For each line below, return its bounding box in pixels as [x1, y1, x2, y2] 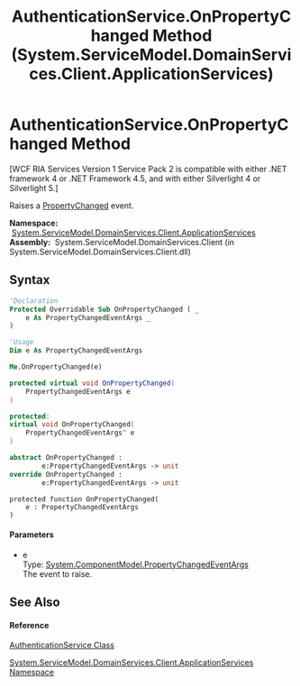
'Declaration [9, 296, 59, 306]
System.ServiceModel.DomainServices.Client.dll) [9, 246, 192, 257]
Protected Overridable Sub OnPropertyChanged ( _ [9, 305, 200, 314]
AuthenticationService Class [9, 640, 115, 651]
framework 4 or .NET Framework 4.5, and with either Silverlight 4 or [9, 173, 261, 184]
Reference [9, 619, 50, 630]
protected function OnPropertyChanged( [9, 494, 159, 504]
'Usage [9, 338, 34, 347]
